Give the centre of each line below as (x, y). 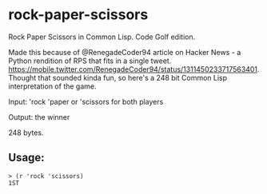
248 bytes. (26, 133)
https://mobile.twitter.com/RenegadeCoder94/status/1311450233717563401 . (134, 69)
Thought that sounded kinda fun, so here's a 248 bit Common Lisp (118, 77)
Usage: (27, 158)
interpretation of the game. (52, 86)
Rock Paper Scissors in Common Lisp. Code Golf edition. (102, 37)
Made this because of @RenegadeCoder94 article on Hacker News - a (125, 52)
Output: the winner (39, 117)
